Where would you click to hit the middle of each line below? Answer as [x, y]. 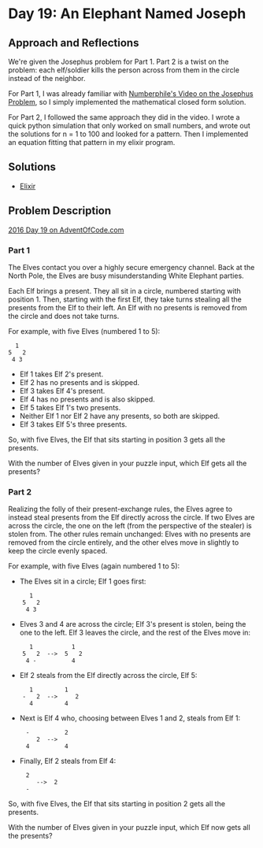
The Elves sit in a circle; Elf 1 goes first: [83, 581]
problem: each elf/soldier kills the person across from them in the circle [124, 70]
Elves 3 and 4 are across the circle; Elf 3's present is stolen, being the [133, 624]
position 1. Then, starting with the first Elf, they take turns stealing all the [125, 299]
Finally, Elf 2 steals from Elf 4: [68, 761]
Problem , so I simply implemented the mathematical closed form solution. [127, 102]
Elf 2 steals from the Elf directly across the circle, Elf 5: [108, 676]
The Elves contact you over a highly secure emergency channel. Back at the [131, 267]
